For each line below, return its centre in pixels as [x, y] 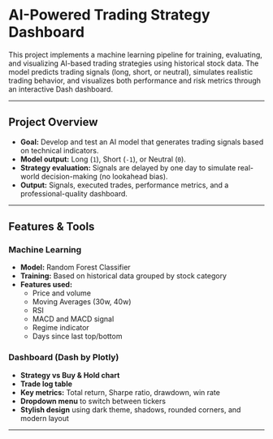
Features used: [46, 285]
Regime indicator [61, 328]
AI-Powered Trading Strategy [109, 15]
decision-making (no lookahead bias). [104, 176]
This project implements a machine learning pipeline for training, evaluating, [135, 54]
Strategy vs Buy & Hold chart [70, 375]
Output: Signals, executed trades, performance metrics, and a [124, 185]
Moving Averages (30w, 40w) [82, 302]
